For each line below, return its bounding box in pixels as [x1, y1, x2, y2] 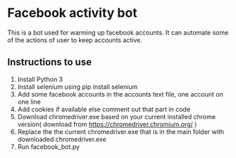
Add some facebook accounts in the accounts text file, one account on [17, 90, 223, 98]
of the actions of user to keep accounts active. [7, 35, 143, 44]
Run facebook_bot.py [17, 142, 80, 151]
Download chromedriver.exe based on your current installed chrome [17, 112, 216, 121]
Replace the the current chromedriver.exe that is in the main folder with [17, 127, 224, 135]
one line [17, 97, 41, 106]
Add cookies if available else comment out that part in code [17, 104, 191, 114]
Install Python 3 [17, 75, 63, 83]
